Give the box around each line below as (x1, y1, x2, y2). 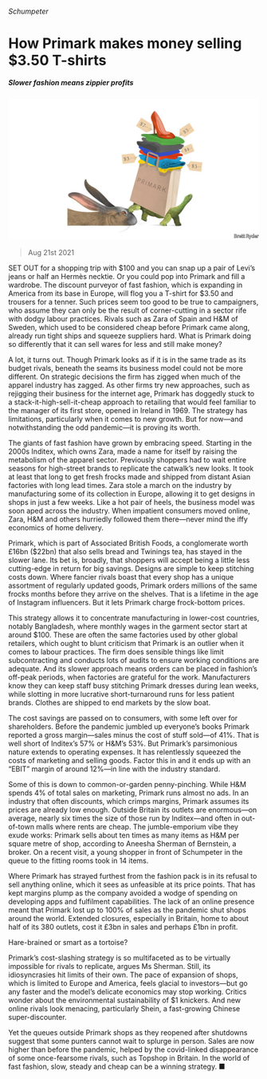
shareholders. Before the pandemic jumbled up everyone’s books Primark (8, 722, 249, 731)
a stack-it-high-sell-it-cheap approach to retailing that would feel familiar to (8, 397, 257, 407)
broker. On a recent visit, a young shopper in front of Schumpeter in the (8, 848, 243, 857)
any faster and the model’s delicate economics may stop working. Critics (8, 987, 247, 997)
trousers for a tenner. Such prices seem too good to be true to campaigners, (8, 297, 259, 307)
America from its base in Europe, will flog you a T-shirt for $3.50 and (8, 289, 234, 298)
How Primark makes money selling (8, 34, 242, 52)
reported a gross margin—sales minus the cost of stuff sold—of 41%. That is (8, 730, 260, 740)
